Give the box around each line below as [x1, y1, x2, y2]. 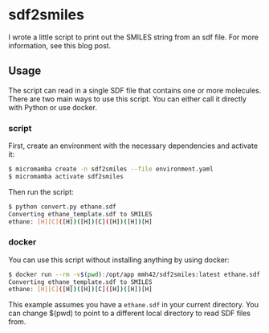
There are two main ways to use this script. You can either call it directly [8, 94, 247, 104]
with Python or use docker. [8, 102, 98, 112]
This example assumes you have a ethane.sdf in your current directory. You [8, 300, 259, 310]
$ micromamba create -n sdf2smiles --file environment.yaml [8, 165, 214, 174]
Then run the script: [8, 187, 74, 196]
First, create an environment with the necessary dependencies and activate [8, 141, 259, 150]
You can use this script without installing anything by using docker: [8, 255, 230, 265]
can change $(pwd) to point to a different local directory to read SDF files [8, 308, 251, 319]
